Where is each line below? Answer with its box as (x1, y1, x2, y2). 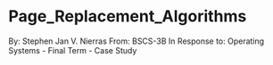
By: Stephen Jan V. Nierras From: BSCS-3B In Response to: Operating (8, 36, 265, 46)
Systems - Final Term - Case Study (8, 45, 137, 55)
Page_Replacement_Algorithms (8, 6, 247, 27)
